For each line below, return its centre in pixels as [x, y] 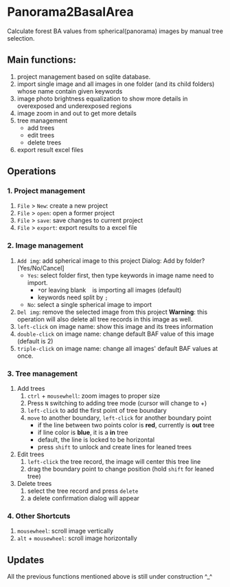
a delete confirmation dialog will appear [83, 498]
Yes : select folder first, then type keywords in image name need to [120, 275]
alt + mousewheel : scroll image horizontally [77, 538]
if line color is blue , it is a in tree [83, 433]
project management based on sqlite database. [84, 76]
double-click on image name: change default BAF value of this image [115, 334]
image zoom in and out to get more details [77, 113]
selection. [21, 38]
